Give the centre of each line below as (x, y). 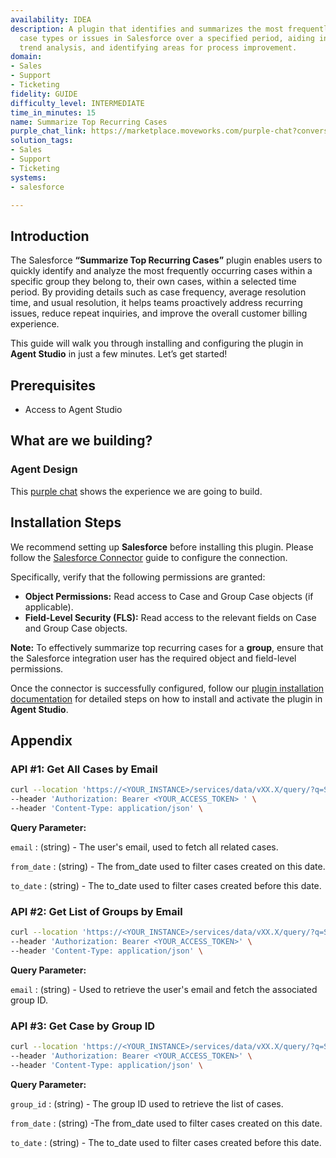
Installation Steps (66, 522)
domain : (26, 57)
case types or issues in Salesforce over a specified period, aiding (167, 38)
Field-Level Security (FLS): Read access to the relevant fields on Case (170, 617)
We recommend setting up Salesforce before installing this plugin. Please (162, 547)
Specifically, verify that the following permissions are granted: (138, 577)
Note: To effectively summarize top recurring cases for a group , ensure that (167, 647)
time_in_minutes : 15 (53, 112)
